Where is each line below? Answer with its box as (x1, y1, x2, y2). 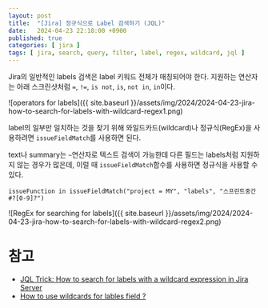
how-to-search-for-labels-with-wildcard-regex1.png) (8, 106, 183, 116)
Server (19, 282, 42, 292)
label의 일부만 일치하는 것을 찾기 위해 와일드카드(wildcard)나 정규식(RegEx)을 (8, 123, 252, 132)
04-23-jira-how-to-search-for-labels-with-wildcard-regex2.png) (8, 217, 222, 226)
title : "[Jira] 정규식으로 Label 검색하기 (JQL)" (8, 19, 166, 27)
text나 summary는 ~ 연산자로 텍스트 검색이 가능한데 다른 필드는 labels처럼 (8, 150, 238, 159)
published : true (8, 34, 62, 42)
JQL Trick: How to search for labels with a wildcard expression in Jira (19, 274, 249, 284)
